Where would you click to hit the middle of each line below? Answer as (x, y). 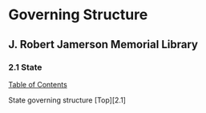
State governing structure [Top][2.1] (67, 100)
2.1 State (25, 67)
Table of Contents (38, 84)
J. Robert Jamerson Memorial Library (103, 44)
